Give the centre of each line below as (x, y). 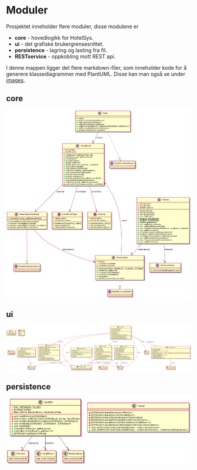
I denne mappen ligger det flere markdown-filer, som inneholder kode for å (96, 67)
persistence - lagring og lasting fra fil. (61, 50)
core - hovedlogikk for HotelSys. (54, 37)
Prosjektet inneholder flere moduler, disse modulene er (72, 26)
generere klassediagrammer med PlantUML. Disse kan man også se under (96, 74)
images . (16, 80)
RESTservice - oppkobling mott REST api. (65, 56)
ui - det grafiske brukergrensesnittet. (59, 44)
